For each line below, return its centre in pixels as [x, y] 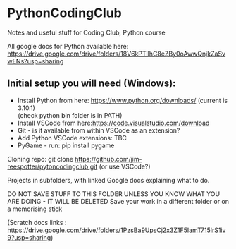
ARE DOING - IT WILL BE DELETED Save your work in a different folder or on [118, 201]
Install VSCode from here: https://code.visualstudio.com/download [113, 123]
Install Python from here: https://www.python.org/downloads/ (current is [122, 100]
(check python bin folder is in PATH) [70, 115]
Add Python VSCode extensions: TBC [72, 138]
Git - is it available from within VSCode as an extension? [99, 130]
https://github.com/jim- [108, 159]
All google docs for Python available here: [68, 46]
